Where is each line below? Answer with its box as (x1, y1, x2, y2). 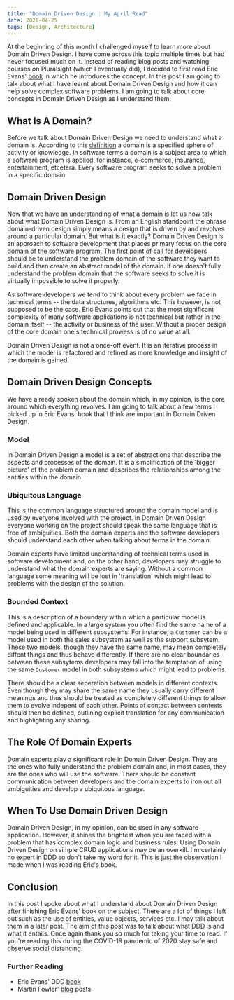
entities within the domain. (7, 473, 83, 481)
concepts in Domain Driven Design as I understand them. (7, 95, 172, 103)
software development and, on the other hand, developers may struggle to (7, 557, 221, 566)
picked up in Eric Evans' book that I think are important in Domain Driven (7, 409, 216, 418)
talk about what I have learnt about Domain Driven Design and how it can (7, 80, 217, 88)
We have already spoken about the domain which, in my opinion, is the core (7, 395, 225, 403)
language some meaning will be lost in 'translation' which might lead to (7, 572, 212, 580)
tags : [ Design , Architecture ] (7, 23, 96, 30)
